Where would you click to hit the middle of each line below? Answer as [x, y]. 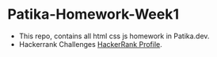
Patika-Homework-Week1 [93, 14]
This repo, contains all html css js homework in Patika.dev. [114, 36]
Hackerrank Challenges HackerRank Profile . [91, 44]
